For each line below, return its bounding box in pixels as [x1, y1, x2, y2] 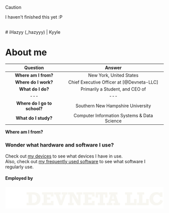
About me [5, 47, 47, 58]
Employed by [5, 175, 33, 181]
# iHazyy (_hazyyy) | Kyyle [5, 29, 61, 35]
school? [25, 105, 43, 111]
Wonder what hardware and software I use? [5, 141, 114, 149]
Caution [5, 5, 22, 10]
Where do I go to [16, 100, 52, 106]
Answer [105, 65, 122, 71]
